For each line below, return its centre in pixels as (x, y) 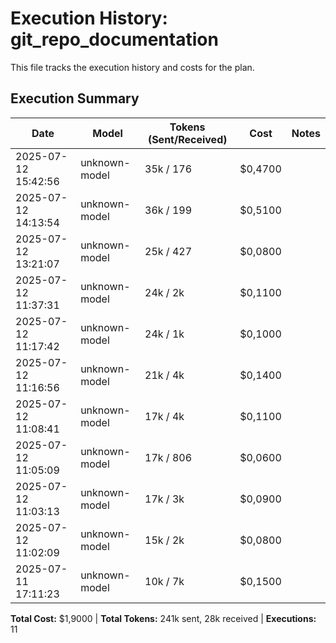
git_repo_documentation (114, 39)
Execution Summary (75, 98)
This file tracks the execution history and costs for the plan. (132, 67)
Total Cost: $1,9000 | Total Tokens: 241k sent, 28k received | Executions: (163, 618)
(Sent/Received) (187, 139)
